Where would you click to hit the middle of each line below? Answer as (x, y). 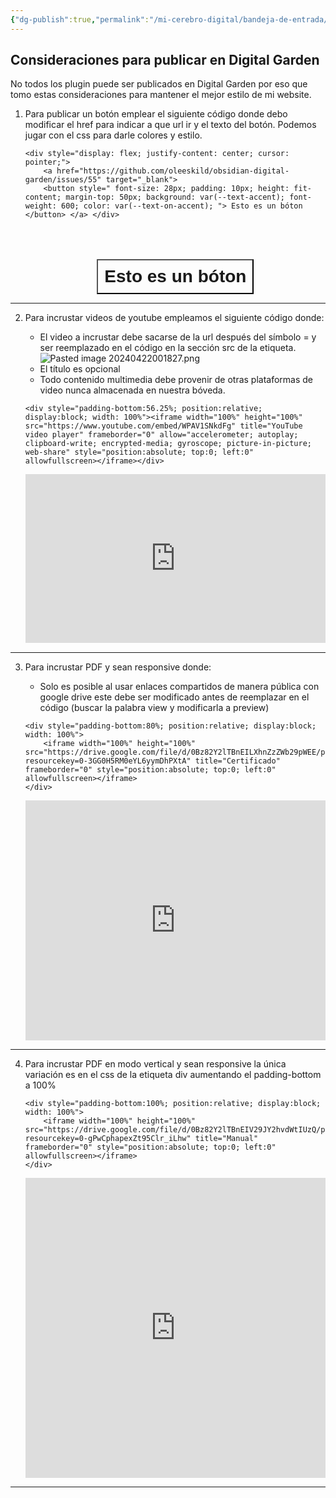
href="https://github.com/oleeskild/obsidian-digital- (173, 171)
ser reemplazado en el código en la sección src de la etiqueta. (168, 348)
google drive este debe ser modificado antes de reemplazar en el (174, 697)
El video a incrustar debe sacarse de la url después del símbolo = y (178, 337)
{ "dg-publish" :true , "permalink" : (80, 19)
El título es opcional (80, 369)
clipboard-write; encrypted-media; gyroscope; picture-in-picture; (168, 444)
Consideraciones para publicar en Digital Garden (165, 60)
